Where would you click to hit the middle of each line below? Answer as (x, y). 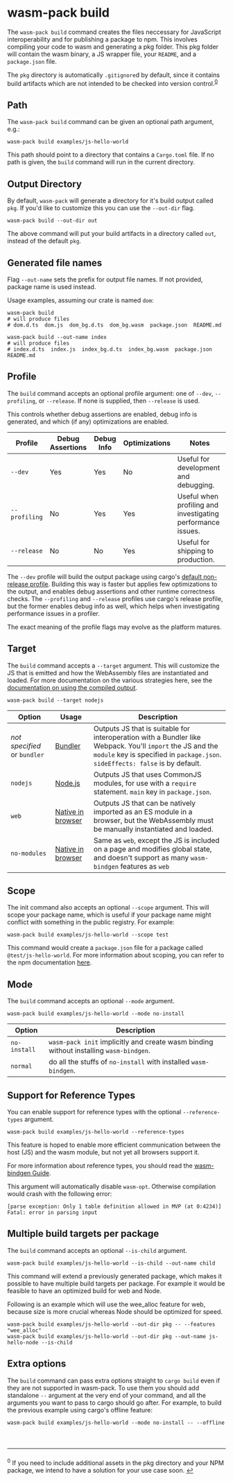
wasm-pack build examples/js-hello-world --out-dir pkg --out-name (107, 1336)
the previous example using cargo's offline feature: (80, 1410)
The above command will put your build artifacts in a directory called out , (112, 234)
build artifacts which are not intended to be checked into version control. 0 (113, 83)
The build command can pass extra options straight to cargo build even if (114, 1380)
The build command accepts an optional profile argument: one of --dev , (110, 393)
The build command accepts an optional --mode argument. (91, 1001)
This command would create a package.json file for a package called (105, 948)
